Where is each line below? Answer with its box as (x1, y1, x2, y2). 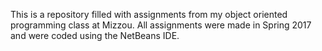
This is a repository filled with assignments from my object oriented (10, 9, 288, 20)
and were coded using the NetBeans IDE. (10, 30, 180, 41)
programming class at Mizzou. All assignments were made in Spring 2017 (10, 19, 312, 31)
